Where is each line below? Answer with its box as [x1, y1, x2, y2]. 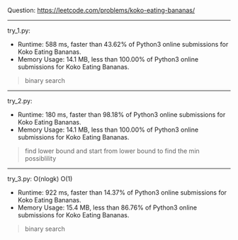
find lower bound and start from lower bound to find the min [24, 147, 200, 155]
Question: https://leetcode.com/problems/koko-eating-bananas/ [7, 6, 195, 14]
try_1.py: [7, 26, 30, 35]
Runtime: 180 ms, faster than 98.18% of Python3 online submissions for [17, 110, 226, 119]
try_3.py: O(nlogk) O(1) [7, 175, 73, 183]
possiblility [24, 154, 57, 162]
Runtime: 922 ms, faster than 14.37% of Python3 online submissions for [17, 188, 227, 197]
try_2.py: [7, 97, 33, 105]
